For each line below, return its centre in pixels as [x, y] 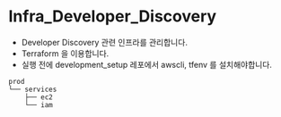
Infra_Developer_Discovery [113, 17]
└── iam [39, 104]
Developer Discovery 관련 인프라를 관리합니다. [104, 42]
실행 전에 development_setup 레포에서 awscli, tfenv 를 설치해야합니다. [147, 64]
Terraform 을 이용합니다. [65, 53]
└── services [33, 89]
